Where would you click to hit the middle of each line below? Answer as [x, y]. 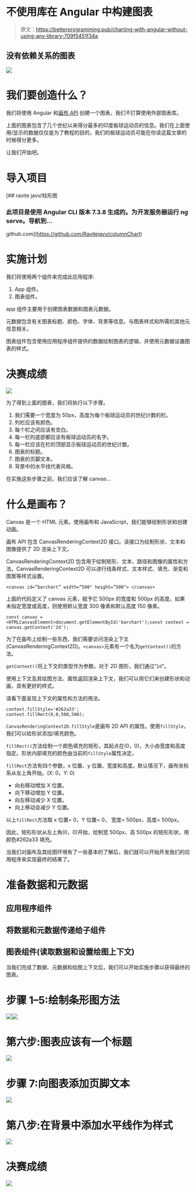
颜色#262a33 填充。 [31, 839]
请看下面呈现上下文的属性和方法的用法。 [55, 698]
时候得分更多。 [24, 140]
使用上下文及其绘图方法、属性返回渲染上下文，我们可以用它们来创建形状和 [95, 678]
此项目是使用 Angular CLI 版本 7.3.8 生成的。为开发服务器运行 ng [97, 212]
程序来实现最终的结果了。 [42, 859]
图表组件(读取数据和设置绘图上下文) [70, 952]
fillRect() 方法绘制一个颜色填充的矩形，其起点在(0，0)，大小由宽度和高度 [96, 746]
